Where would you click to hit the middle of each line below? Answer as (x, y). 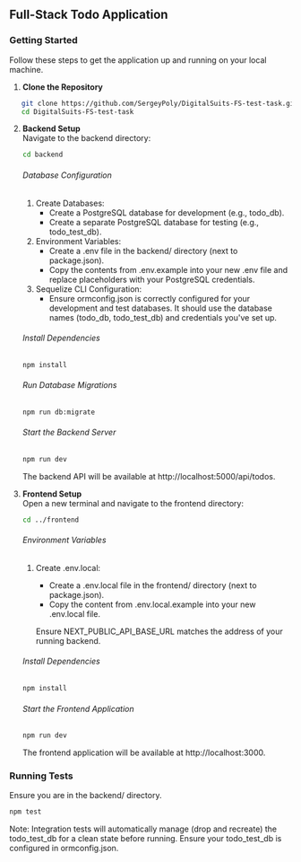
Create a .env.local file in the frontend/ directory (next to (153, 585)
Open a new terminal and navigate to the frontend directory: (133, 503)
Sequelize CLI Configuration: (89, 289)
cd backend (43, 155)
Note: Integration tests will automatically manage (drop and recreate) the (143, 829)
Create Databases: (70, 203)
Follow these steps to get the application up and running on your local (138, 60)
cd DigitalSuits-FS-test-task (77, 111)
